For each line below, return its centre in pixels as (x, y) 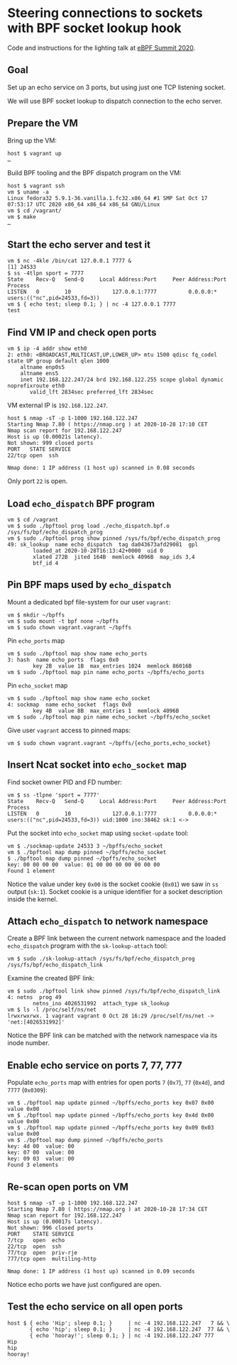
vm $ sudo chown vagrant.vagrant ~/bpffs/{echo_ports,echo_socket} (109, 743)
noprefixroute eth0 (36, 386)
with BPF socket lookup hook (94, 28)
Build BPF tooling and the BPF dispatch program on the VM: (95, 172)
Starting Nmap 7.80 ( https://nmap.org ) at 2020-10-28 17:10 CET (108, 425)
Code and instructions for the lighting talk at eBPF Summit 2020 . (101, 48)
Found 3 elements (33, 1165)
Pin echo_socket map (38, 685)
